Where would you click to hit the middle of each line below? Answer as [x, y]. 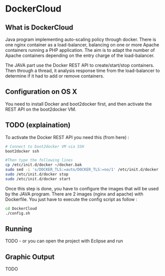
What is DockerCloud [39, 27]
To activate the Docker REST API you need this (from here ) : [67, 137]
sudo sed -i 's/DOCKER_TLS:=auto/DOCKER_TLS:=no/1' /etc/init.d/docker [82, 170]
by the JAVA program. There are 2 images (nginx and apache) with [74, 194]
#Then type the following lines [39, 160]
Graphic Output [30, 257]
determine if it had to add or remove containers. [55, 76]
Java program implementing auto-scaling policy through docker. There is [81, 39]
